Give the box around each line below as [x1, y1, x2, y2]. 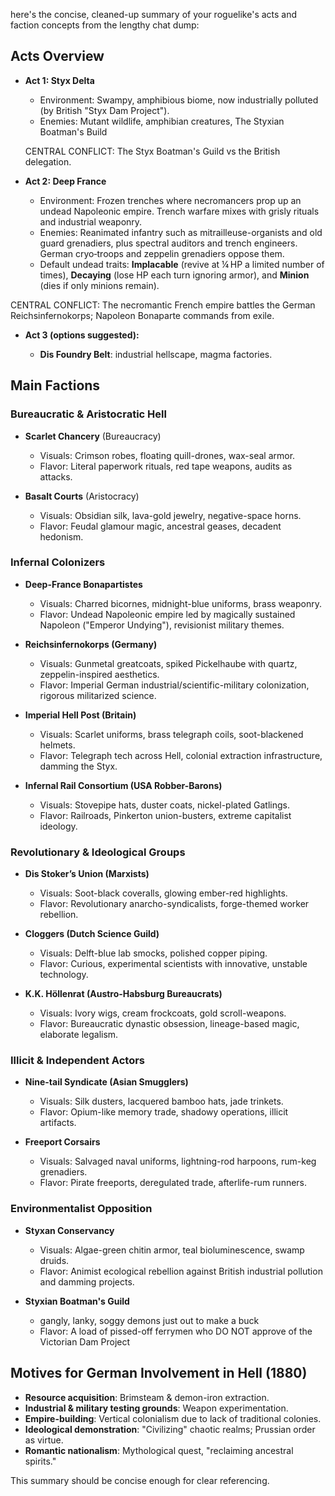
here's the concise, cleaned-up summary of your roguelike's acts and [10, 9, 298, 20]
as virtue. [24, 1434, 64, 1446]
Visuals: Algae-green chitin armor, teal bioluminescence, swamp [39, 1244, 305, 1256]
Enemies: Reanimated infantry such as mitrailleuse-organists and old [39, 226, 323, 238]
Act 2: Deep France [24, 175, 107, 187]
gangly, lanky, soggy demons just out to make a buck [39, 1314, 260, 1326]
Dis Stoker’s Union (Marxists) [24, 868, 150, 880]
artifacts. [39, 1117, 77, 1129]
